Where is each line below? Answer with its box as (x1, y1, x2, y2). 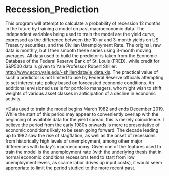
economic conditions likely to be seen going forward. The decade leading (5, 127, 159, 133)
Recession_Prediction (5, 4, 99, 15)
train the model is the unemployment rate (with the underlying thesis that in (5, 149, 162, 155)
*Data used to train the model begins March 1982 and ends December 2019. (5, 105, 164, 112)
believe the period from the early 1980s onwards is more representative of (5, 122, 160, 128)
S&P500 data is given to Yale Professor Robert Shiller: (5, 63, 117, 69)
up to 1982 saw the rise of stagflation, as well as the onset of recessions (5, 132, 156, 138)
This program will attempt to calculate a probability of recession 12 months (5, 20, 161, 26)
